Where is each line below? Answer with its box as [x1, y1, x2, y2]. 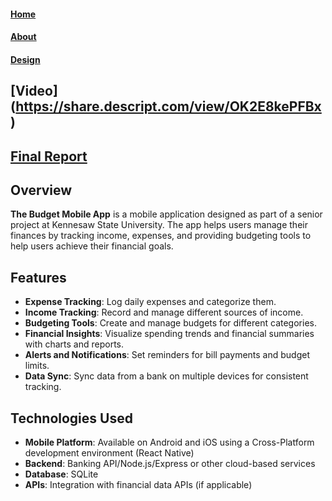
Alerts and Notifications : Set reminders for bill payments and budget [24, 349, 310, 361]
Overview [10, 181, 73, 199]
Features [10, 269, 67, 286]
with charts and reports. [24, 338, 125, 350]
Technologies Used [10, 410, 133, 427]
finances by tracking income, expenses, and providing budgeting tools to [10, 230, 312, 242]
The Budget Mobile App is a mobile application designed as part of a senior [10, 208, 323, 220]
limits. [24, 360, 50, 372]
